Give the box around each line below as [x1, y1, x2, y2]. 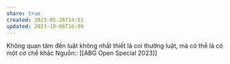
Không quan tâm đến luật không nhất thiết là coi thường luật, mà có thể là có [6, 42, 223, 50]
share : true [6, 10, 41, 17]
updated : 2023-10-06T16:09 [6, 23, 84, 30]
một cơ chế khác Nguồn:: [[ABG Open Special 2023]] [6, 49, 158, 57]
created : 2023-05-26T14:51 [6, 17, 84, 23]
